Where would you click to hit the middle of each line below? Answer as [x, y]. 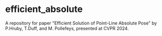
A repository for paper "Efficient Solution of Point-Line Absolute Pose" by [81, 23]
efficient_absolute [44, 9]
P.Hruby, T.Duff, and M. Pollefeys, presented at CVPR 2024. [67, 28]
